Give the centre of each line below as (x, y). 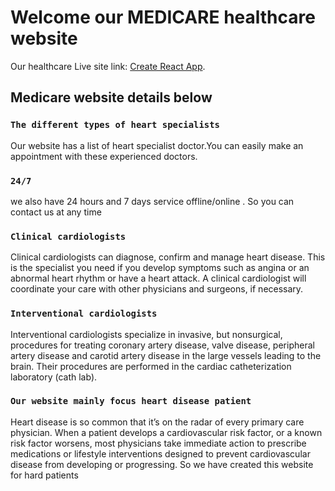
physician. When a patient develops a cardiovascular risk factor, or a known (166, 432)
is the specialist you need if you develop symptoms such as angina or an (160, 268)
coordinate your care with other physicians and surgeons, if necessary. (157, 289)
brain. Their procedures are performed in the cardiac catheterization (151, 366)
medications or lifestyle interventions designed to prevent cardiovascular (160, 453)
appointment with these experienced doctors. (104, 156)
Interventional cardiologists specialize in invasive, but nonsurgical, (146, 334)
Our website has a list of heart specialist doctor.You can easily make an (157, 145)
